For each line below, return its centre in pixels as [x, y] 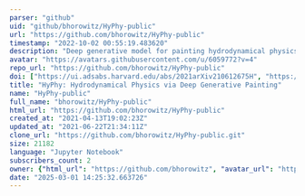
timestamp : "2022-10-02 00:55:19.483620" [89, 43]
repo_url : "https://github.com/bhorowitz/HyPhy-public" [117, 69]
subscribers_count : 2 [50, 160]
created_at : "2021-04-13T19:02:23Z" [79, 118]
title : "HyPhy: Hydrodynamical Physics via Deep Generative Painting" [146, 85]
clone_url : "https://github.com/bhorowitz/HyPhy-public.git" [128, 135]
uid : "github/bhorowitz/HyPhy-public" [83, 26]
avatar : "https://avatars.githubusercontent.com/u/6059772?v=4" [133, 60]
